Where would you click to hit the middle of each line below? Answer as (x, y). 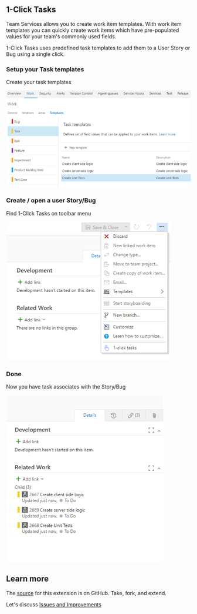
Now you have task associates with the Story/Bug (66, 386)
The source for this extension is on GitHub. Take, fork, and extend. (86, 593)
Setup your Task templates (45, 69)
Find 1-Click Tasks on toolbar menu (49, 213)
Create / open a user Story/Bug (51, 201)
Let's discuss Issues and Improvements (54, 604)
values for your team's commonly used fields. (61, 36)
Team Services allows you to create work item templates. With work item (94, 24)
